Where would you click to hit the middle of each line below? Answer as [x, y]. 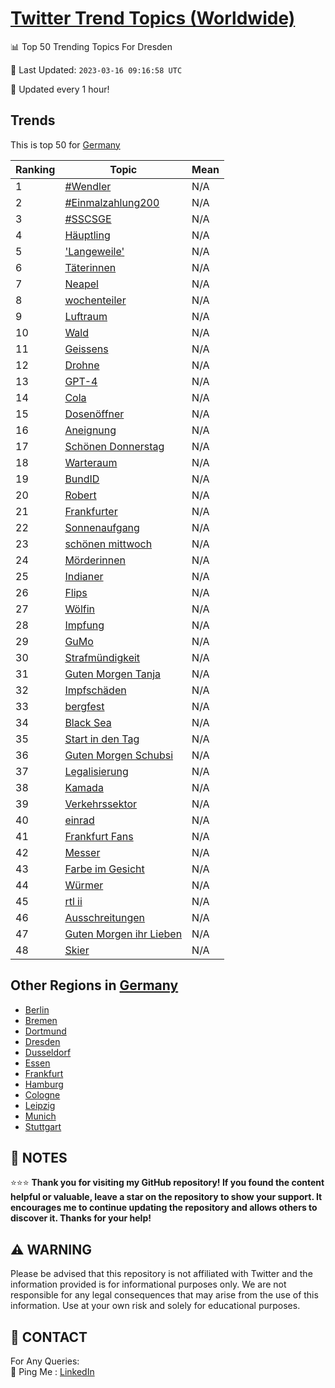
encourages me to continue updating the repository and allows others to [164, 1208]
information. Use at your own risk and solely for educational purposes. [155, 1306]
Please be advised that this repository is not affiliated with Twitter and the [161, 1274]
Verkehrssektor [101, 804]
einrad [79, 820]
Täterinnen [90, 267]
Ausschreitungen [105, 917]
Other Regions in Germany [94, 985]
